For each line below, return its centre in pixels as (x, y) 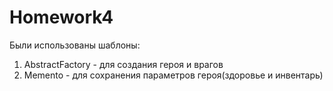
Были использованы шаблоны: (75, 45)
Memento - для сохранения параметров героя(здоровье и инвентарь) (173, 75)
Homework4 (61, 17)
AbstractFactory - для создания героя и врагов (123, 64)
